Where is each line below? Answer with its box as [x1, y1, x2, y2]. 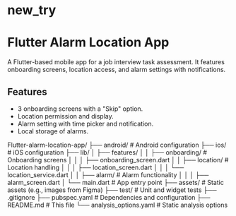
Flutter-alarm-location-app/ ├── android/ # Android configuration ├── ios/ [7, 140, 227, 149]
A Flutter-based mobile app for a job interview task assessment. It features [7, 58, 225, 66]
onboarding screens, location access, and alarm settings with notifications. [7, 66, 226, 74]
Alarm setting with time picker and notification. [17, 119, 154, 128]
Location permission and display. [17, 112, 114, 120]
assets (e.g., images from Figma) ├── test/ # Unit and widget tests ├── [7, 186, 217, 194]
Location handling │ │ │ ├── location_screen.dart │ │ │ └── [7, 163, 184, 172]
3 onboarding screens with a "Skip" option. [17, 104, 143, 113]
